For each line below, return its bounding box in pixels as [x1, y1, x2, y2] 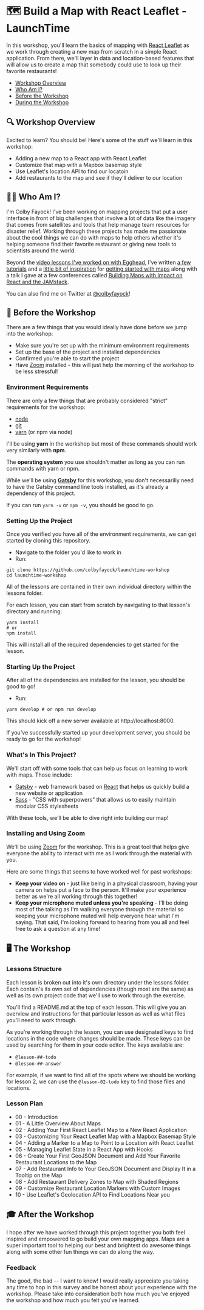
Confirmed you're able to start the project [15, 355, 120, 362]
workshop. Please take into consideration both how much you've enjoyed [6, 1290, 190, 1297]
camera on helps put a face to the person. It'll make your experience [15, 886, 186, 893]
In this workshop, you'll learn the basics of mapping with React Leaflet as [6, 41, 189, 49]
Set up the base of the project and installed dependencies [15, 348, 161, 356]
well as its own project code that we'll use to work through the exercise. [6, 991, 186, 999]
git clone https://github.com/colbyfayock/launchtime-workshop [6, 567, 170, 573]
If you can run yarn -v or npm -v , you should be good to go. [6, 501, 155, 508]
